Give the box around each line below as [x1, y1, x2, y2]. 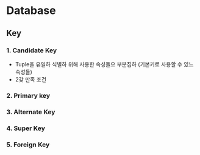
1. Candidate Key [6, 46, 57, 55]
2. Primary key [6, 91, 51, 100]
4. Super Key [6, 124, 46, 133]
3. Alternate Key [6, 108, 55, 116]
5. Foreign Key [6, 140, 50, 149]
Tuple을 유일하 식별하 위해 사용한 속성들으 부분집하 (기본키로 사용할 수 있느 [15, 60, 194, 67]
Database [6, 4, 56, 18]
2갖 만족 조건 [15, 75, 47, 83]
